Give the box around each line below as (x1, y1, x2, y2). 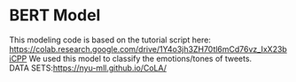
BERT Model (9, 5, 101, 26)
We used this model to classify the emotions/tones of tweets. (28, 53, 253, 63)
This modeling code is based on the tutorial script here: (9, 34, 211, 45)
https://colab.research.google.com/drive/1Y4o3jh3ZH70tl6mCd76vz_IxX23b (9, 43, 288, 54)
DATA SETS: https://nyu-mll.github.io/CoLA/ (9, 63, 167, 73)
